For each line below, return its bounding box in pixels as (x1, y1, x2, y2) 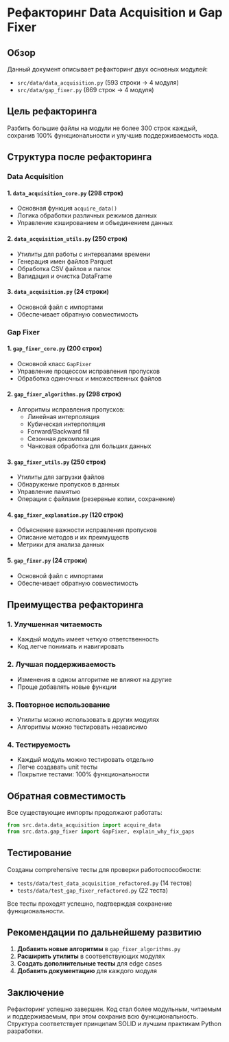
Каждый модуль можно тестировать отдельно (16, 756, 154, 764)
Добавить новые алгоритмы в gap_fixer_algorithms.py (16, 945, 181, 953)
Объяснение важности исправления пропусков (16, 526, 158, 534)
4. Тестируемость (7, 740, 71, 749)
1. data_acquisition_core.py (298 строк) (7, 189, 123, 197)
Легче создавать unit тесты (16, 763, 98, 772)
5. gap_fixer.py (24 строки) (7, 556, 88, 565)
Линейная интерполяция (27, 413, 100, 421)
